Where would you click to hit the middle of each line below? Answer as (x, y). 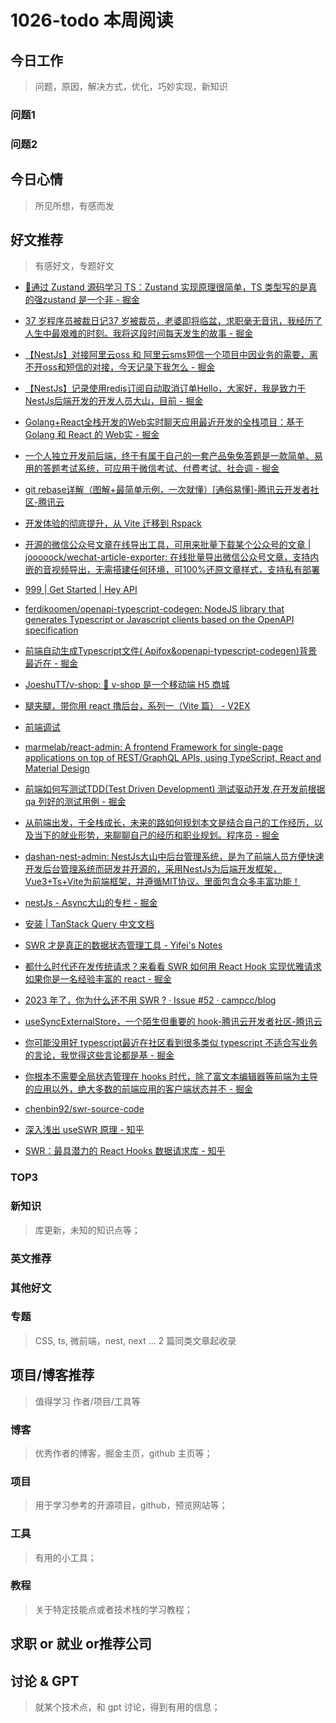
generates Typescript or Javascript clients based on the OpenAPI (159, 620)
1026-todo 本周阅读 (92, 20)
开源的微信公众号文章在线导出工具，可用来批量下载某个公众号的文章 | (168, 545)
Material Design (57, 768)
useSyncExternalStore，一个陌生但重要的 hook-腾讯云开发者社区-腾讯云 (173, 1022)
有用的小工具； (65, 1557)
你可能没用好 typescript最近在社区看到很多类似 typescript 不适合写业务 (171, 1043)
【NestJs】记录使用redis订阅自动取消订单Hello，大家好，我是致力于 (165, 388)
